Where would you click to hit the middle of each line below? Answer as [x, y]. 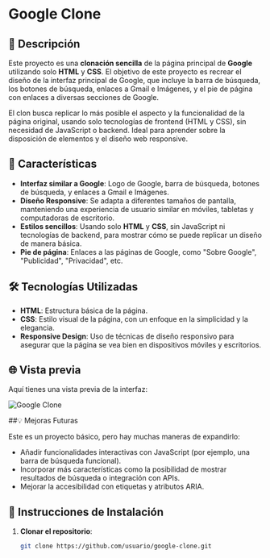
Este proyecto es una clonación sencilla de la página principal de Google [130, 63]
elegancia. [37, 327]
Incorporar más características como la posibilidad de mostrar [123, 469]
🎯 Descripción [44, 44]
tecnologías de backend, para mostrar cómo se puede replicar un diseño [141, 235]
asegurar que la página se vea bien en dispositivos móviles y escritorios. [141, 344]
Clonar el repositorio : [56, 531]
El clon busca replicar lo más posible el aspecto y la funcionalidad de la [127, 113]
